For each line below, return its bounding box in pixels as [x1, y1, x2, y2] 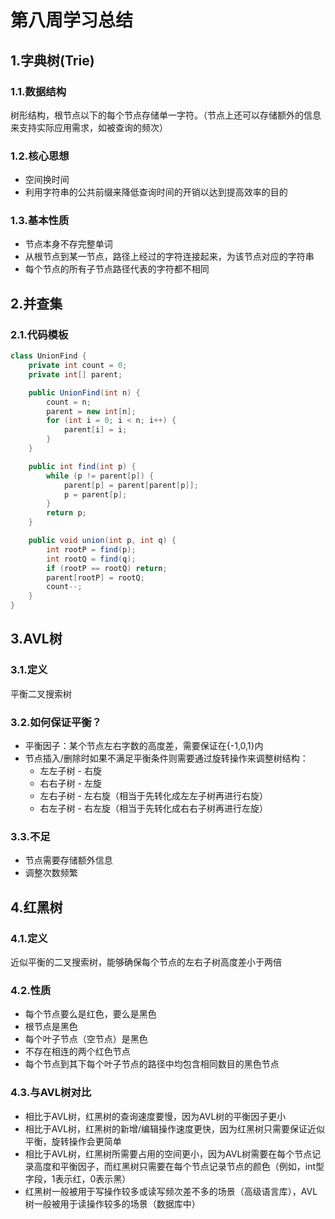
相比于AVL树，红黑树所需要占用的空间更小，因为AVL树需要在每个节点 [24, 1147, 313, 1160]
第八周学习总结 [10, 9, 134, 32]
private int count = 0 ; [28, 361, 128, 371]
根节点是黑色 [24, 1021, 78, 1033]
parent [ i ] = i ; [63, 425, 128, 435]
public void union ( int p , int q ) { [28, 536, 177, 546]
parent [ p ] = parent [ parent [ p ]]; [63, 480, 199, 490]
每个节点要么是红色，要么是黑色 [24, 1008, 157, 1020]
